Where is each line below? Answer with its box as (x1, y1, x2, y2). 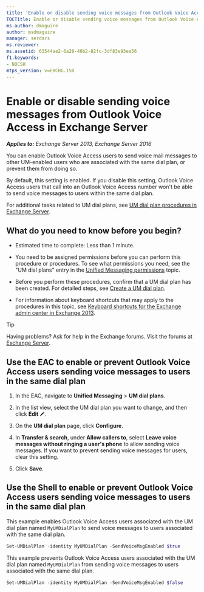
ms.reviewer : (6, 42, 39, 48)
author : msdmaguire (6, 29, 56, 35)
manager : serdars (6, 35, 50, 42)
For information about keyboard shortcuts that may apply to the (15, 297, 174, 304)
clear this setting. (15, 453, 59, 461)
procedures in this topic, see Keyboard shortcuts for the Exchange (15, 303, 182, 310)
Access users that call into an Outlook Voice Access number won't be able (6, 183, 193, 191)
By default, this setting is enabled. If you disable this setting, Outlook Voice (6, 177, 194, 184)
